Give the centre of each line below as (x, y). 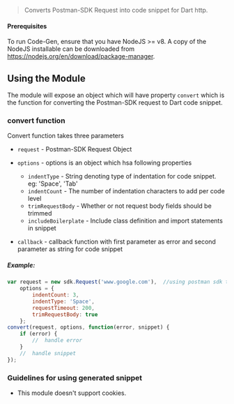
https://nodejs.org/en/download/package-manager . (81, 57)
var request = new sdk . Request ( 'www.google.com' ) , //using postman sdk (115, 282)
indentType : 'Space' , (64, 301)
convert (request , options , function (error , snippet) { (88, 327)
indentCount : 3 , (56, 295)
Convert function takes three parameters (65, 136)
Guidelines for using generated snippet (75, 377)
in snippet (42, 228)
